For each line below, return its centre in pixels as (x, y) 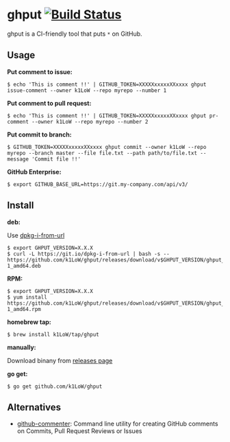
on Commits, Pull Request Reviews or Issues (79, 431)
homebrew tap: (29, 322)
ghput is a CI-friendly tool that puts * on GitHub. (75, 34)
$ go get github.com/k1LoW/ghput (55, 386)
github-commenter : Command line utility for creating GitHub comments (117, 424)
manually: (22, 347)
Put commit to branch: (39, 135)
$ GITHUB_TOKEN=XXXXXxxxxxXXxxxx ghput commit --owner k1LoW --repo (107, 147)
